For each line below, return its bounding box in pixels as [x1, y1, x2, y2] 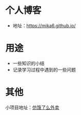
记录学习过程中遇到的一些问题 [12, 66, 76, 73]
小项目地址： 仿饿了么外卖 [5, 104, 59, 110]
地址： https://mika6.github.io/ [12, 22, 76, 29]
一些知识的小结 [12, 60, 45, 66]
